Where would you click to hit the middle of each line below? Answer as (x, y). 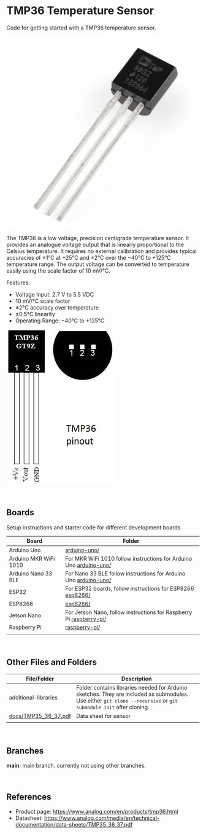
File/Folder (40, 679)
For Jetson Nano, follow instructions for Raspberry (129, 612)
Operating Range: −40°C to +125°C (60, 321)
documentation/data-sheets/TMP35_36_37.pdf (74, 824)
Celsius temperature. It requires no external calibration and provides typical (102, 251)
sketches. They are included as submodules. (132, 694)
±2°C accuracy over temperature (57, 307)
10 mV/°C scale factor (43, 301)
